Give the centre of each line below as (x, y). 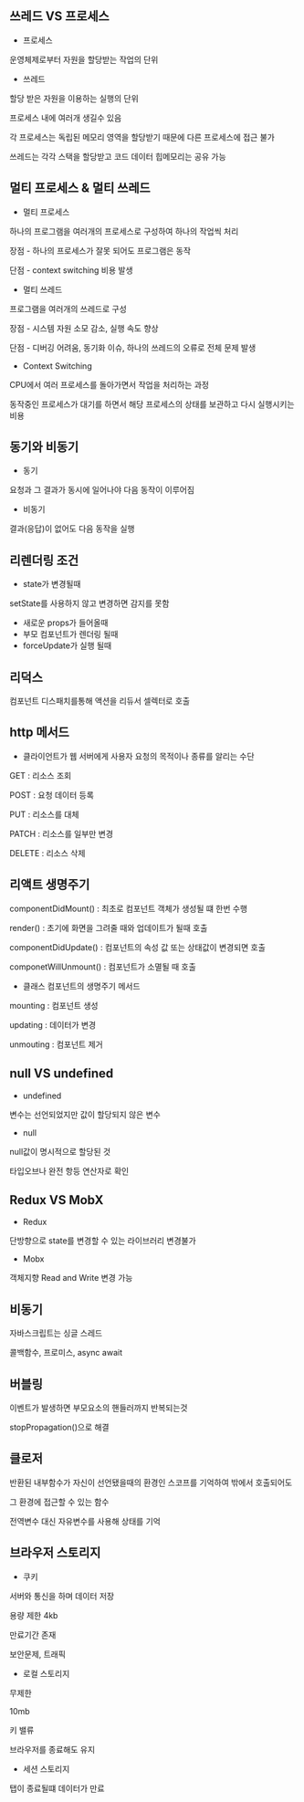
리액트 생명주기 (50, 885)
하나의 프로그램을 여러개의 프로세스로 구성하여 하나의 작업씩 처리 (124, 231)
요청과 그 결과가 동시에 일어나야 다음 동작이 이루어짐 (102, 490)
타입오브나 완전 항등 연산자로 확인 (69, 1170)
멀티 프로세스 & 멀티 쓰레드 (80, 189)
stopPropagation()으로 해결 (59, 1427)
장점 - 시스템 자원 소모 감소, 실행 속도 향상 (84, 328)
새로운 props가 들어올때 (65, 623)
